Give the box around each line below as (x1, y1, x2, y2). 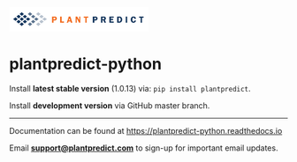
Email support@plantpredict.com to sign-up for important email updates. (9, 143, 278, 153)
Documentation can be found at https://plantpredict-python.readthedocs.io (9, 126, 283, 136)
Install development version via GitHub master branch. (9, 100, 210, 111)
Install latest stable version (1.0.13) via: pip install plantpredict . (9, 84, 251, 93)
